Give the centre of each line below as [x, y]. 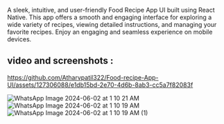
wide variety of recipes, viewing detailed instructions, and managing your [112, 24]
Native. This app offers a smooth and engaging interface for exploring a [110, 17]
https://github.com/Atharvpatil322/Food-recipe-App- [83, 77]
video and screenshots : [60, 61]
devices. [19, 39]
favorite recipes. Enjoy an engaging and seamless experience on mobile [110, 32]
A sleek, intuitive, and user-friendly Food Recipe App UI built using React [111, 10]
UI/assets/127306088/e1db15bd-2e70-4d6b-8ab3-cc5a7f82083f [100, 85]
